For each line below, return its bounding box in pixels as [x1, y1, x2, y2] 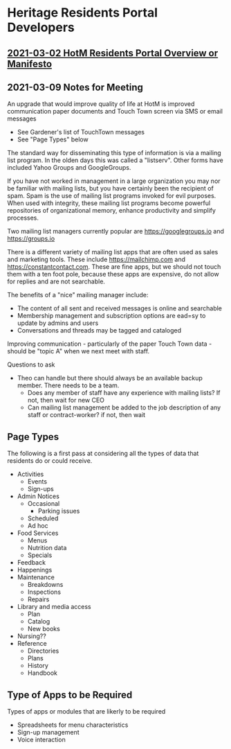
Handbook [27, 669, 57, 677]
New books [27, 625, 60, 633]
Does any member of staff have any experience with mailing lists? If [27, 389, 221, 397]
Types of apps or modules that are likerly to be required [7, 707, 166, 716]
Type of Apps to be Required [7, 689, 133, 700]
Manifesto [7, 58, 53, 70]
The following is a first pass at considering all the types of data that [7, 449, 199, 458]
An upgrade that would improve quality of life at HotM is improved [7, 100, 195, 108]
